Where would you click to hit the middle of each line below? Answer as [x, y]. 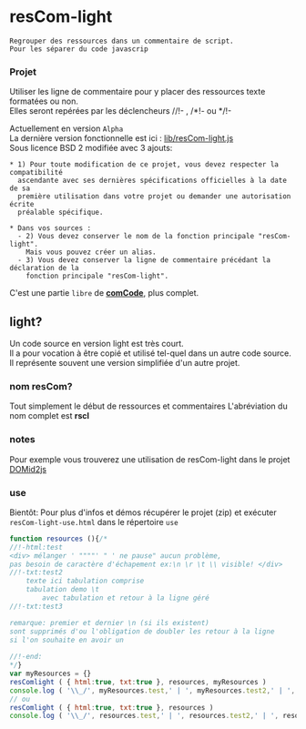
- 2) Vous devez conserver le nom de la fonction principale [136, 237]
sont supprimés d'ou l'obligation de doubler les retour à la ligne [142, 631]
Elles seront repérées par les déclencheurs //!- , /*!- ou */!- [121, 111]
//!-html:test [36, 547]
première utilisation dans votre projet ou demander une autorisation [154, 197]
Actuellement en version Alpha [66, 128]
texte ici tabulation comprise [85, 581]
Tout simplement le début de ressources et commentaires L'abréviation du [149, 406]
